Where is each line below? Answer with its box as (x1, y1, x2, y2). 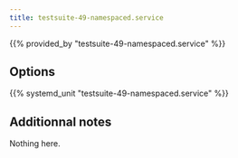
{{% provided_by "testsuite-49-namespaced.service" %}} (9, 38, 226, 49)
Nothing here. (9, 138, 61, 149)
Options (9, 64, 56, 79)
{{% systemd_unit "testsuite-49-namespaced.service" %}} (9, 88, 229, 99)
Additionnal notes (9, 114, 112, 129)
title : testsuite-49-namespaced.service (9, 13, 165, 23)
